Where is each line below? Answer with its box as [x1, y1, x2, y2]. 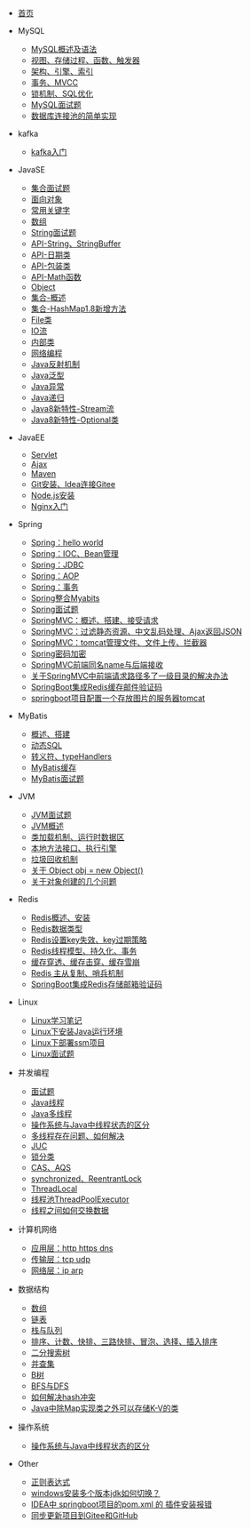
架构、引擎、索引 [30, 66, 94, 76]
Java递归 [30, 392, 65, 403]
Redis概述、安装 [30, 912, 90, 923]
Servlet [30, 450, 58, 460]
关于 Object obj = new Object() [30, 865, 144, 876]
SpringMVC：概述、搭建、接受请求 [30, 615, 159, 625]
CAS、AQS [30, 1163, 72, 1173]
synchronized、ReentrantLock [30, 1173, 142, 1184]
